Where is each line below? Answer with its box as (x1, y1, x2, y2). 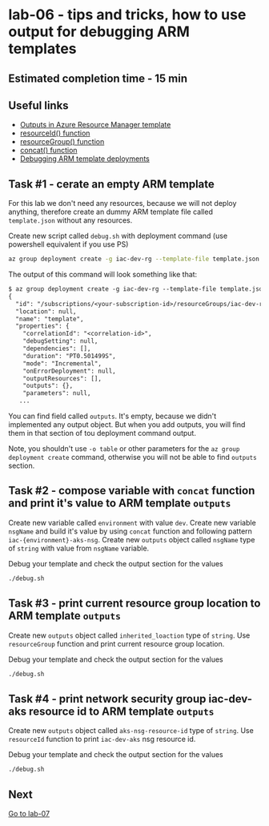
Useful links (8, 99, 70, 112)
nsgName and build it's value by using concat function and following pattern (8, 526, 252, 536)
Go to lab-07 (8, 808, 50, 818)
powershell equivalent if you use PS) (8, 240, 129, 249)
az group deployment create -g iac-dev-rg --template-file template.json (8, 255, 260, 264)
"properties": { (15, 322, 70, 330)
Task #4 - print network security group (8, 691, 207, 706)
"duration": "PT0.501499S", (22, 352, 116, 360)
